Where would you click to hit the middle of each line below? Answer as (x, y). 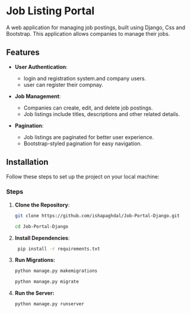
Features (23, 53)
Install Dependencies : (42, 238)
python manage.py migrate (47, 282)
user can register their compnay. (63, 84)
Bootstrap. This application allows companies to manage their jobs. (88, 33)
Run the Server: (34, 293)
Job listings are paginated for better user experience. (89, 137)
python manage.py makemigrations (56, 271)
